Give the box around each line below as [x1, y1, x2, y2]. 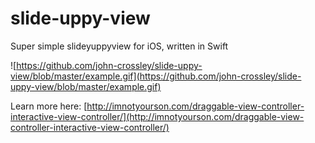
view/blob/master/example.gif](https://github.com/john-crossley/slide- [10, 70, 302, 82]
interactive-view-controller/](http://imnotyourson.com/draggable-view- [10, 110, 305, 122]
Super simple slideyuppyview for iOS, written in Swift [10, 40, 229, 52]
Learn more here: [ [10, 100, 88, 112]
